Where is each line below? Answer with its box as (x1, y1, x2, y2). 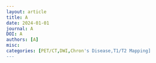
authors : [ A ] (6, 37, 39, 43)
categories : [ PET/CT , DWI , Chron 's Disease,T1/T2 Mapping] (6, 48, 151, 54)
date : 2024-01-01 (6, 20, 50, 26)
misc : (6, 43, 20, 49)
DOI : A (6, 31, 23, 37)
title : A (6, 14, 28, 20)
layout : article (6, 8, 47, 15)
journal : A (6, 25, 33, 32)
